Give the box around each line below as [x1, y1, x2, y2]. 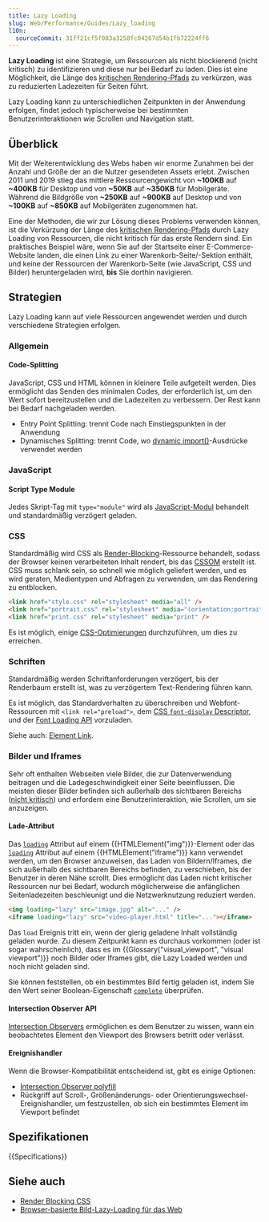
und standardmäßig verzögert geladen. [8, 511, 138, 520]
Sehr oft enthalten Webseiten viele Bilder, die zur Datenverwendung [8, 769, 232, 779]
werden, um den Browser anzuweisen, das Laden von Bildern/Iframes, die [8, 855, 252, 865]
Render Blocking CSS [19, 1196, 90, 1205]
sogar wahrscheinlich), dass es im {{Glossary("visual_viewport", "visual [8, 944, 244, 954]
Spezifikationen [8, 1130, 90, 1144]
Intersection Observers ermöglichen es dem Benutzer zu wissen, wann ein [8, 1021, 255, 1031]
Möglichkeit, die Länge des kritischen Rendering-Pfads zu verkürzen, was [8, 73, 252, 82]
